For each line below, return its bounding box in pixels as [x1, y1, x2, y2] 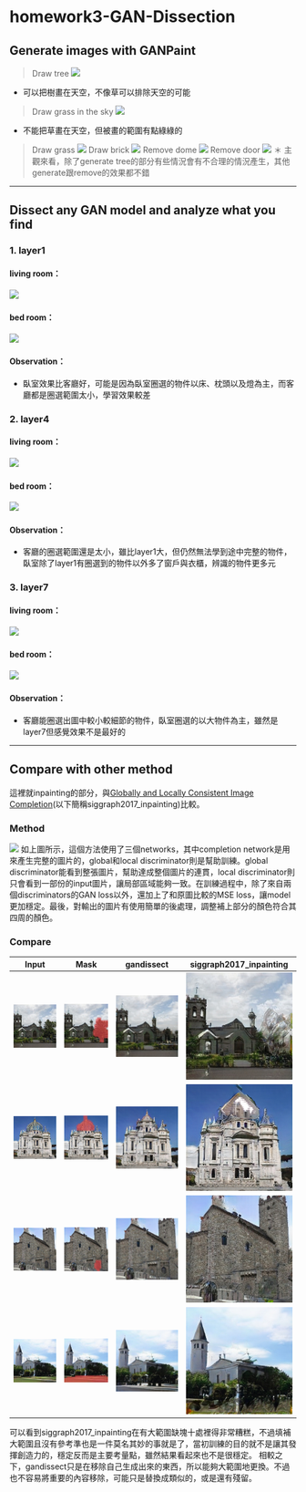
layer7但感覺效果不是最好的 [22, 726, 126, 737]
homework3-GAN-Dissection [9, 6, 236, 27]
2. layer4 [9, 412, 50, 425]
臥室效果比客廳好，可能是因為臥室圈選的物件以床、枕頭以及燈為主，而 [22, 378, 287, 389]
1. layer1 [9, 244, 46, 257]
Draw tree [31, 68, 70, 78]
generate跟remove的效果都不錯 [31, 167, 150, 178]
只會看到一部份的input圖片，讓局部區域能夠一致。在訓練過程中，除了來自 [9, 878, 284, 889]
